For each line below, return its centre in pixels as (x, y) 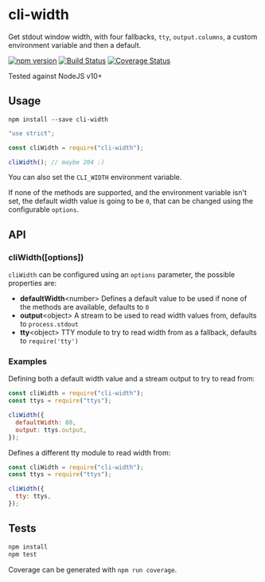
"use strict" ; (32, 133)
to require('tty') (49, 341)
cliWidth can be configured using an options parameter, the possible (122, 275)
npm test (23, 554)
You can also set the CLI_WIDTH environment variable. (95, 178)
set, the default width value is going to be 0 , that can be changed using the (131, 201)
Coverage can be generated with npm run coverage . (93, 569)
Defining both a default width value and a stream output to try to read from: (132, 379)
